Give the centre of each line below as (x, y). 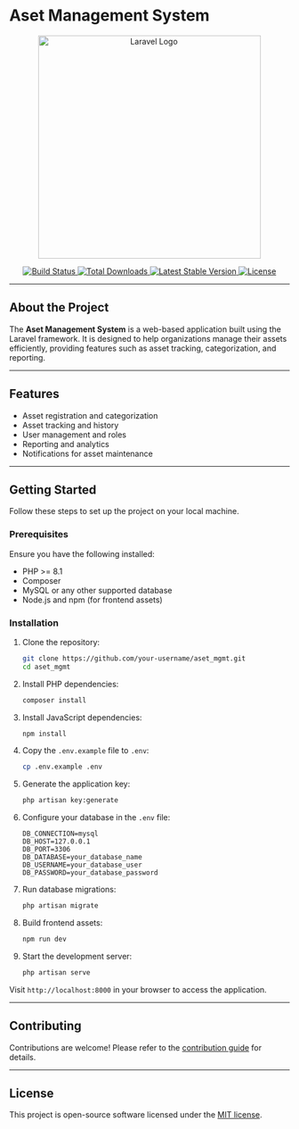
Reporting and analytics (65, 444)
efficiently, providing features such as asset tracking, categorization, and (143, 348)
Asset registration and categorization (90, 415)
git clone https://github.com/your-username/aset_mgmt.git (134, 658)
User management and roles (74, 435)
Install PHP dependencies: (70, 684)
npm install (44, 734)
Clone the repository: (61, 642)
